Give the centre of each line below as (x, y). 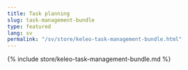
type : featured (29, 26)
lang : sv (20, 33)
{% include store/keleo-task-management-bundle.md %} (89, 59)
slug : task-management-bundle (51, 20)
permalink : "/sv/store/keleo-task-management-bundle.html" (95, 40)
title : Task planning (39, 14)
